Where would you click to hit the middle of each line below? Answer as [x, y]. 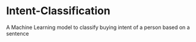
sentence [18, 33]
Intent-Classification [59, 11]
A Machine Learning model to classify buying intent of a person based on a [98, 27]
